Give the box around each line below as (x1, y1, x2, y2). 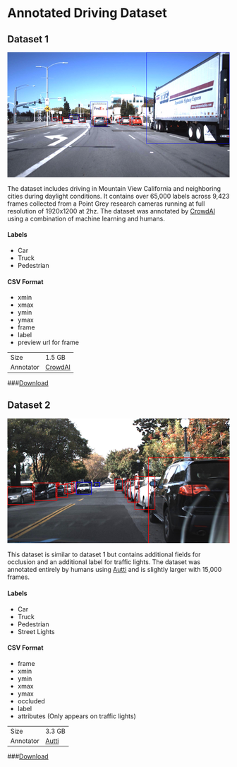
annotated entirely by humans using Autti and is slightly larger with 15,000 (7, 566, 222, 574)
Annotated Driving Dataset (7, 5, 167, 21)
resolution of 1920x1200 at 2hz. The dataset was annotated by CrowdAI (7, 206, 216, 215)
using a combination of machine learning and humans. (7, 214, 166, 223)
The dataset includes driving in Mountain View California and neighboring (7, 184, 221, 192)
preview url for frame (17, 338, 80, 347)
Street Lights (17, 627, 55, 636)
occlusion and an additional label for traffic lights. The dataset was (7, 558, 201, 566)
